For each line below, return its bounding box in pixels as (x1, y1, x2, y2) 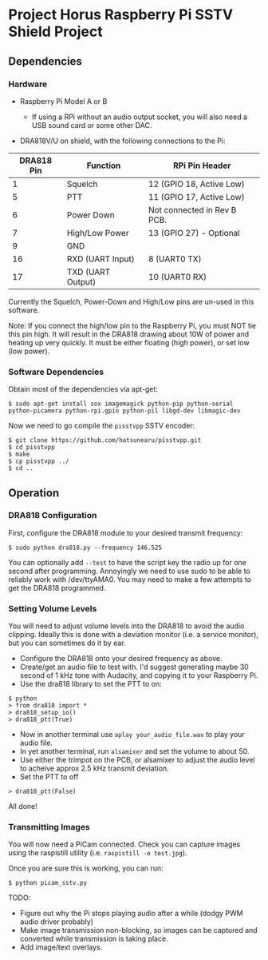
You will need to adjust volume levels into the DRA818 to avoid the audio (8, 621, 245, 631)
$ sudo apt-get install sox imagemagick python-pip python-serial (8, 400, 234, 408)
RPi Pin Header (172, 160, 231, 171)
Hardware (8, 78, 48, 90)
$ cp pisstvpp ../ (8, 457, 69, 465)
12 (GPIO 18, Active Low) (148, 178, 245, 189)
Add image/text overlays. (19, 942, 103, 952)
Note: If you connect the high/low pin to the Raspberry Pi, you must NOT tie (8, 321, 257, 330)
